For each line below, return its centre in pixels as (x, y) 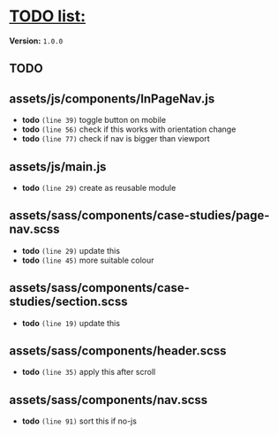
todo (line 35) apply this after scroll (89, 372)
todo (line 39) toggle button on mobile (94, 120)
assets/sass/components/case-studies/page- (139, 215)
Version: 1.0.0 (36, 41)
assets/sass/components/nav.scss (109, 400)
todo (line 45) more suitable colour (88, 260)
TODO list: (48, 16)
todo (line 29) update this (71, 250)
